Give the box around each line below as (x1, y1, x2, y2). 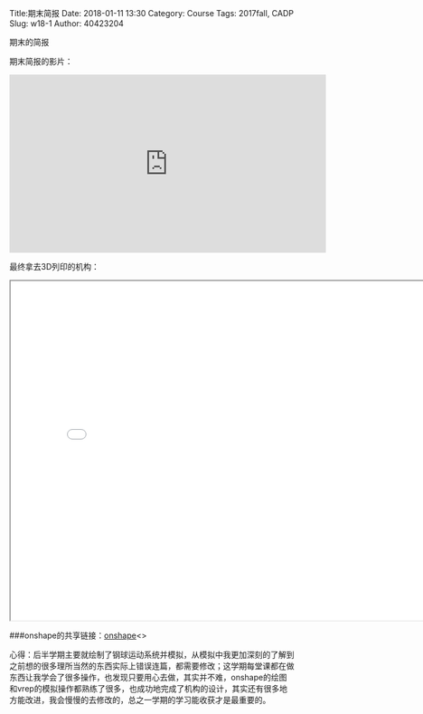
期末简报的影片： (9, 56, 73, 66)
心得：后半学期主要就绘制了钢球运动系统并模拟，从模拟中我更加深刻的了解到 (9, 650, 295, 660)
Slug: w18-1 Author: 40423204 (9, 18, 125, 29)
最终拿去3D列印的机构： (9, 262, 99, 271)
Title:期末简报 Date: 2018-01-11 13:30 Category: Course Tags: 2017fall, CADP (9, 8, 295, 18)
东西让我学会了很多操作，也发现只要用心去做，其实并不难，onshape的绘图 (9, 672, 287, 682)
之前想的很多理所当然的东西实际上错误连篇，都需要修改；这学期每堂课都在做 (9, 661, 295, 671)
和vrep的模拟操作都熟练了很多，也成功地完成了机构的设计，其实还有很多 (9, 683, 280, 694)
